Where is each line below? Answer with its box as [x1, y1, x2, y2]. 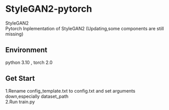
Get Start [5, 74, 35, 83]
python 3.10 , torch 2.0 [5, 59, 53, 65]
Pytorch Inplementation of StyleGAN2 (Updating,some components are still [5, 25, 164, 31]
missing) [5, 31, 24, 37]
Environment [5, 46, 48, 54]
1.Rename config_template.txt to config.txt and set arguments [5, 87, 136, 94]
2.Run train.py [5, 98, 35, 105]
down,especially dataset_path [5, 93, 69, 99]
